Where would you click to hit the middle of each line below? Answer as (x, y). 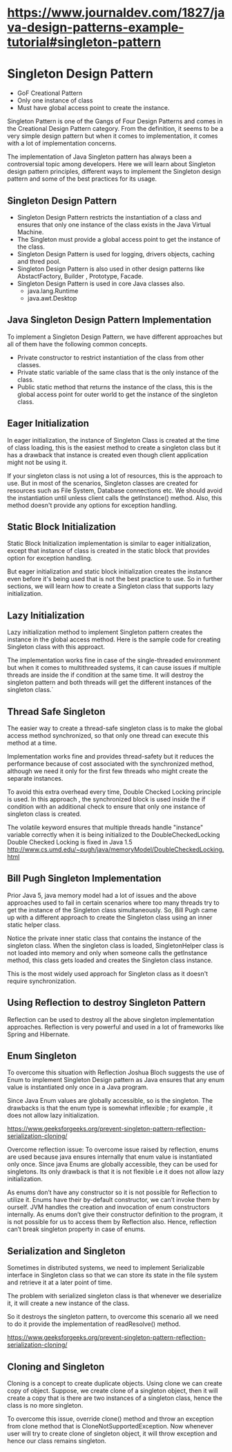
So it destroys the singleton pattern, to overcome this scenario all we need (113, 1317)
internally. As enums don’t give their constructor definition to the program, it (115, 1214)
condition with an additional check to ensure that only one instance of (106, 806)
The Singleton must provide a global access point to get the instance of (119, 239)
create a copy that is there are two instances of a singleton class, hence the (115, 1398)
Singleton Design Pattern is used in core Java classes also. (101, 283)
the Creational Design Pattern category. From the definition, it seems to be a (115, 129)
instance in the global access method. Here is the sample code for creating (114, 639)
